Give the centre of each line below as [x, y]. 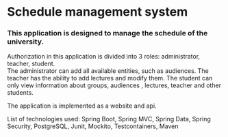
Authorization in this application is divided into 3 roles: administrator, [104, 57]
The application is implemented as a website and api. [82, 106]
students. [21, 93]
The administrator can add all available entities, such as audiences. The [108, 71]
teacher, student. [31, 64]
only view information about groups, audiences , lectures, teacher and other [114, 85]
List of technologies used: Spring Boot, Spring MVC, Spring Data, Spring [109, 119]
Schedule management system [98, 12]
